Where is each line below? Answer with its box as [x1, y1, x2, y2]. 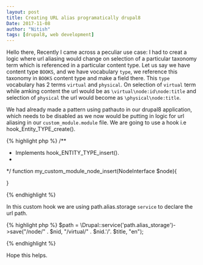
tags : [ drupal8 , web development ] [6, 32, 95, 38]
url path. [6, 209, 28, 217]
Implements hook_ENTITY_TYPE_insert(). [15, 149, 119, 157]
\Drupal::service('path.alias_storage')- [79, 222, 176, 229]
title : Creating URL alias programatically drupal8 [6, 15, 141, 21]
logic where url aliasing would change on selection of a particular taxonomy [6, 55, 197, 62]
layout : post [6, 9, 40, 15]
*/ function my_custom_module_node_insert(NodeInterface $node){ [6, 168, 177, 175]
